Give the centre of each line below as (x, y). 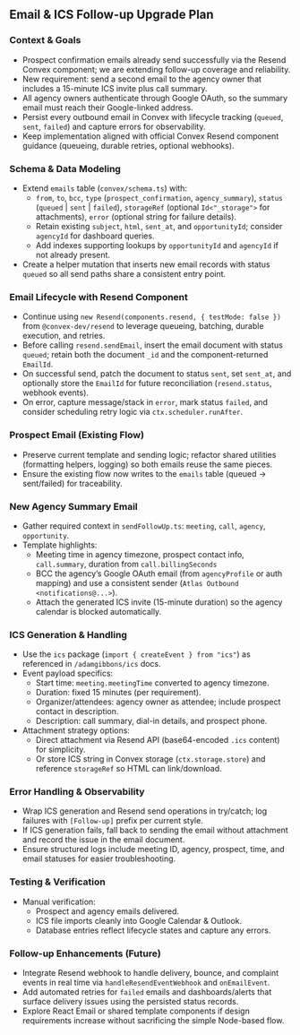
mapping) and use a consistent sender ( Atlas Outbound (137, 582)
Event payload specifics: (68, 673)
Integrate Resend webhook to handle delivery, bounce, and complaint (150, 973)
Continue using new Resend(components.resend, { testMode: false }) (152, 316)
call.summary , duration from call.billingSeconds (126, 564)
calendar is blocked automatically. (99, 611)
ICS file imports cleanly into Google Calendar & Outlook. (139, 920)
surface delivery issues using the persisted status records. (130, 1002)
